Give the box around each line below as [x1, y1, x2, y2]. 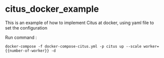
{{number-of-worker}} [5, 48, 50, 53]
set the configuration [5, 25, 48, 30]
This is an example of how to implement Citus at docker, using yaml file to [5, 20, 154, 26]
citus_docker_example [5, 3, 99, 15]
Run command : [5, 34, 37, 40]
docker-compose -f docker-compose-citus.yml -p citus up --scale [5, 44, 141, 49]
